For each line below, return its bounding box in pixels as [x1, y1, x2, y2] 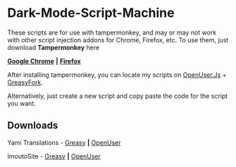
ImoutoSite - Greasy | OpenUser [7, 151, 101, 160]
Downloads [7, 120, 58, 132]
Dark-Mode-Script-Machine [7, 5, 175, 21]
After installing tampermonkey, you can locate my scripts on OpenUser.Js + [7, 70, 227, 79]
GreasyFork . [7, 78, 44, 86]
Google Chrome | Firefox [7, 56, 81, 65]
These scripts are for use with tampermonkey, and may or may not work [7, 28, 217, 37]
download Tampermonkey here [7, 43, 100, 51]
